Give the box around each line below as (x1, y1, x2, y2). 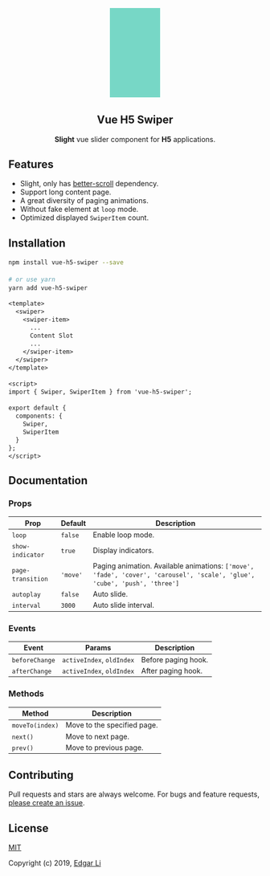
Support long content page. (19, 187, 112, 197)
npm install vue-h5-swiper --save (8, 259, 125, 267)
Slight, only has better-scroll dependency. (19, 179, 159, 189)
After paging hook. (141, 666, 203, 675)
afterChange (11, 667, 52, 675)
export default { (8, 404, 67, 412)
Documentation (8, 474, 88, 487)
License (8, 821, 49, 835)
